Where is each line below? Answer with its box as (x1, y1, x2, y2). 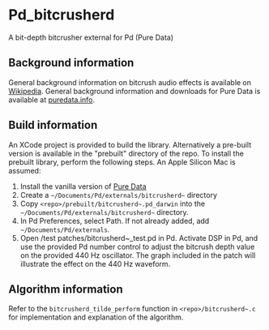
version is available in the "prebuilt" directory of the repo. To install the (8, 148, 245, 158)
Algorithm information (8, 282, 123, 296)
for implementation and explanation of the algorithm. (8, 312, 184, 322)
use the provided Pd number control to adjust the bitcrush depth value (19, 242, 255, 251)
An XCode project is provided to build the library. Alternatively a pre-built (8, 139, 252, 149)
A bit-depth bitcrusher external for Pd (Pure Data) (8, 32, 174, 42)
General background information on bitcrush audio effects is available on (8, 77, 252, 87)
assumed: (8, 165, 41, 175)
